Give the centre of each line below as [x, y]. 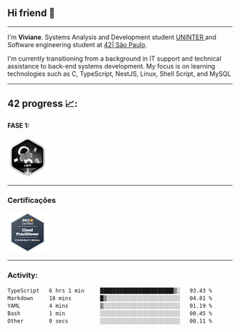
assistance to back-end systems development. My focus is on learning [111, 66]
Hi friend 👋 [31, 13]
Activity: [22, 275]
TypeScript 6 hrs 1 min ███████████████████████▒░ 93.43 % [110, 291]
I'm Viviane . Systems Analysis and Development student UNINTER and [112, 37]
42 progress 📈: [42, 104]
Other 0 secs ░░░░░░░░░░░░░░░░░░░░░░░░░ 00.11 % [110, 321]
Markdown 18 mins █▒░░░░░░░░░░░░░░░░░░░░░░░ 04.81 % [110, 298]
